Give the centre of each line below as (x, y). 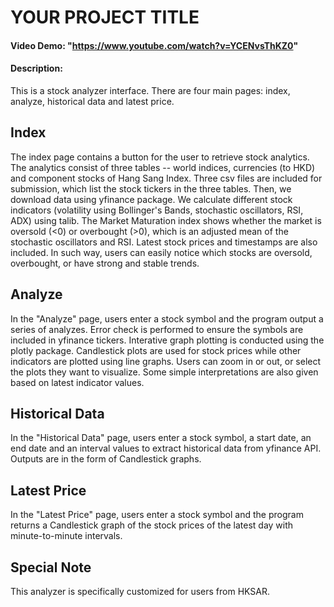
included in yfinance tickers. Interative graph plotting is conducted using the (167, 340)
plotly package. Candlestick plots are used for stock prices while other (156, 350)
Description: (36, 68)
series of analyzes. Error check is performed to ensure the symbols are (157, 329)
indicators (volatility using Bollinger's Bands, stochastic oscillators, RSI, (157, 210)
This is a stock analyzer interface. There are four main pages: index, (150, 90)
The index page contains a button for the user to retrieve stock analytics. (160, 157)
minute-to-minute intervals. (66, 536)
